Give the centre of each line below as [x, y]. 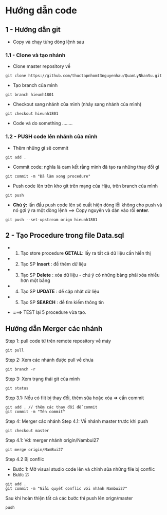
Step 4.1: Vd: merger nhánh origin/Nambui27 [52, 440]
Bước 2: [21, 475]
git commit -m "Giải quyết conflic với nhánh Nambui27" [66, 489]
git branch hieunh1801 [30, 95]
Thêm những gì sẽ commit [40, 148]
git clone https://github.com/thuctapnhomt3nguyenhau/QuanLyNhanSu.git [83, 76]
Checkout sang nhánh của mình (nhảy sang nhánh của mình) [77, 104]
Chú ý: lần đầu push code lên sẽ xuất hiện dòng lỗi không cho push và [87, 205]
